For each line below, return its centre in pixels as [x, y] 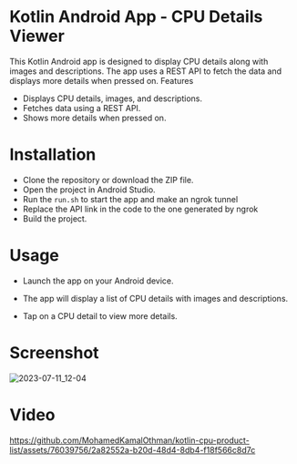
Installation [53, 155]
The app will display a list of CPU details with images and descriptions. [155, 298]
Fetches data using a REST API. [82, 108]
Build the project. [55, 218]
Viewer [37, 36]
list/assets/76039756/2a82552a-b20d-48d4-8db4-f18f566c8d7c [133, 449]
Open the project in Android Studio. [89, 190]
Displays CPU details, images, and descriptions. [113, 98]
